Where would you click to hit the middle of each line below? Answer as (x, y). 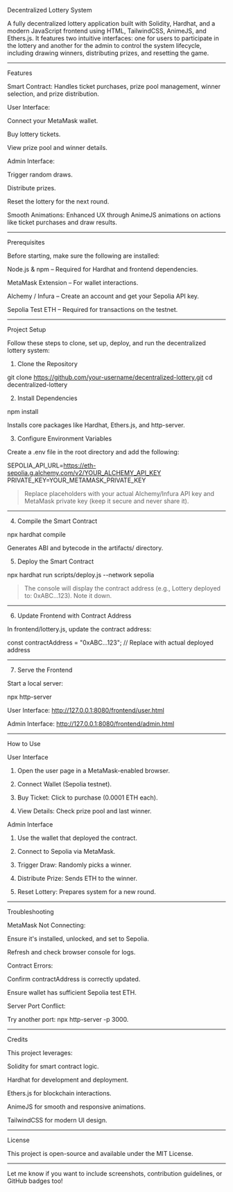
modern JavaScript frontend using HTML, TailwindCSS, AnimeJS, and (107, 31)
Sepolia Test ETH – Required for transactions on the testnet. (93, 309)
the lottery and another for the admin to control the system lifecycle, (105, 45)
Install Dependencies (47, 398)
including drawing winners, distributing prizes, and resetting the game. (108, 53)
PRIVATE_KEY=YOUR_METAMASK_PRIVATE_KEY (77, 480)
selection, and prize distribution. (53, 94)
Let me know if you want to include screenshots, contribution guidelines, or (115, 1174)
